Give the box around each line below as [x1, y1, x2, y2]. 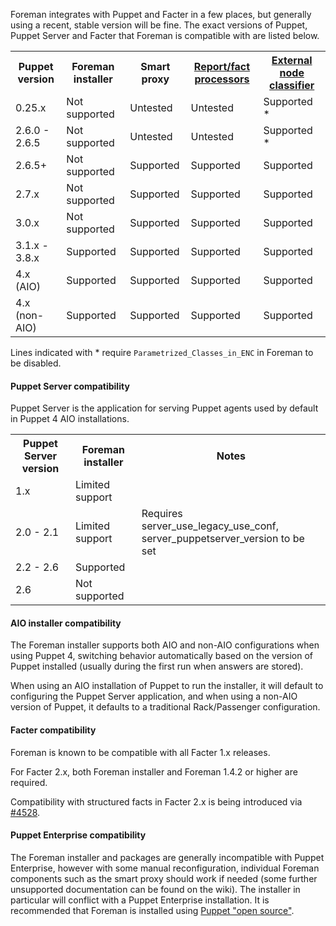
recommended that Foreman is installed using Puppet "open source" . [10, 904, 295, 916]
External [271, 54, 313, 67]
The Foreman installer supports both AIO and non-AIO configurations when [10, 639, 320, 651]
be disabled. [10, 357, 62, 369]
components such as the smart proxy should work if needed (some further [10, 872, 318, 884]
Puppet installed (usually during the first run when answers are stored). [10, 660, 304, 673]
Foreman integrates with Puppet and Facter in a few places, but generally [10, 9, 312, 20]
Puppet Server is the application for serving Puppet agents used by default [10, 402, 319, 414]
